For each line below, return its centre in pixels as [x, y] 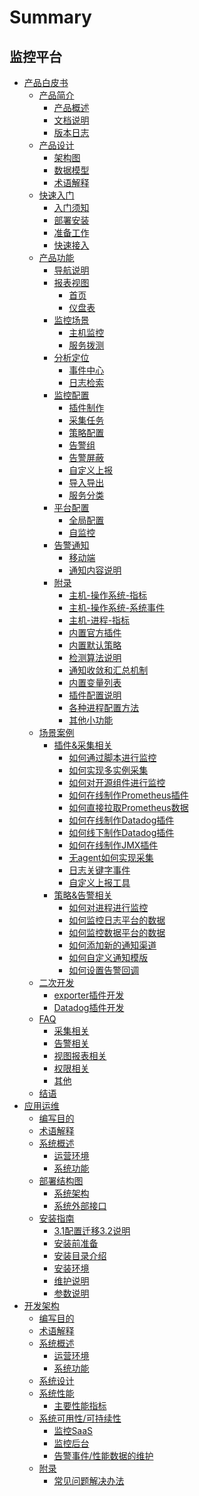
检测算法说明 [95, 657]
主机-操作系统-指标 [108, 595]
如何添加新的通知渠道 [112, 945]
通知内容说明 [95, 570]
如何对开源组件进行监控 [117, 782]
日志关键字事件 [99, 870]
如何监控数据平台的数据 [117, 932]
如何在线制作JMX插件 [113, 845]
